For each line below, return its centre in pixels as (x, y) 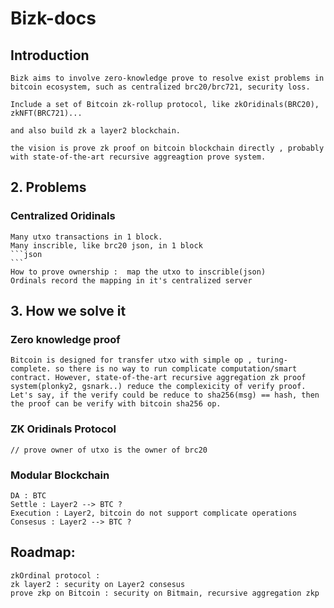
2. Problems (48, 187)
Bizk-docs (53, 18)
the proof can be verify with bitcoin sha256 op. (116, 404)
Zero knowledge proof (65, 339)
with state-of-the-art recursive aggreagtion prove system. (138, 157)
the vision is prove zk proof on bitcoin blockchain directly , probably (167, 148)
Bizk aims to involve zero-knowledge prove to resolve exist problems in (167, 78)
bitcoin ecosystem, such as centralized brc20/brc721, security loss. (160, 87)
